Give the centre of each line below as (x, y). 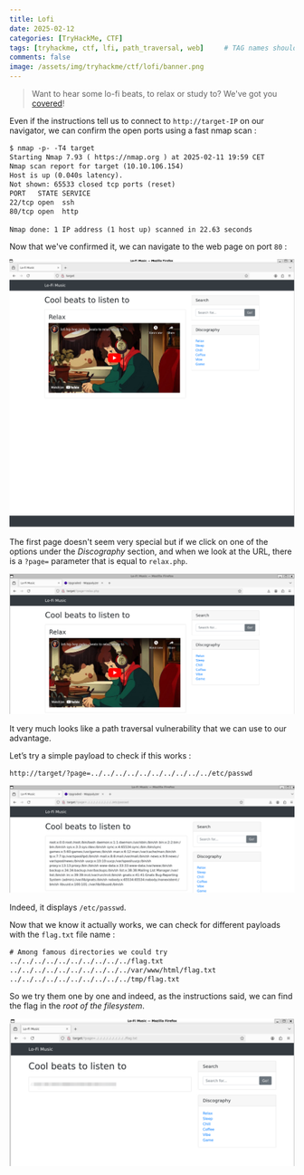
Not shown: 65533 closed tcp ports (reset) (93, 185)
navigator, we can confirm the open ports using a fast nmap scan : (133, 130)
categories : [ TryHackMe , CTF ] (66, 38)
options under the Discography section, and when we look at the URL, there (151, 551)
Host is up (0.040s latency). (66, 176)
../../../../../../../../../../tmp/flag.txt (95, 979)
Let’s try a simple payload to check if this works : (100, 756)
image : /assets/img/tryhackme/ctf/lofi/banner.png (107, 67)
